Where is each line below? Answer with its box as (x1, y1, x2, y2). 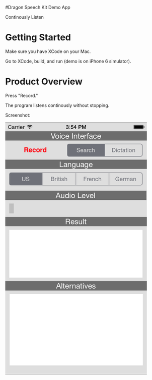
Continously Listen (5, 14, 44, 20)
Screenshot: (5, 112, 31, 118)
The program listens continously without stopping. (5, 102, 110, 108)
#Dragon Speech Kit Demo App (5, 5, 70, 10)
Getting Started (5, 32, 71, 43)
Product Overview (5, 76, 83, 87)
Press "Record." (5, 92, 38, 98)
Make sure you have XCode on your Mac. (5, 48, 91, 55)
